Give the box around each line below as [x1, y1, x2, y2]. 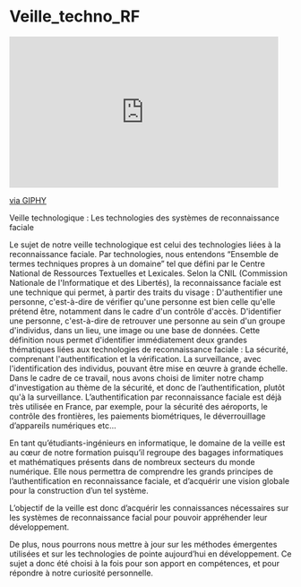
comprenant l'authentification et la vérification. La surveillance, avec [9, 353, 262, 364]
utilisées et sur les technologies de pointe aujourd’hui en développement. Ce [9, 548, 292, 559]
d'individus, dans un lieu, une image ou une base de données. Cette [9, 324, 261, 335]
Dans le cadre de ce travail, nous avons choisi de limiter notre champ [9, 372, 264, 383]
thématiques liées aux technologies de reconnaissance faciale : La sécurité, [9, 343, 288, 355]
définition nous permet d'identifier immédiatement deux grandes [9, 334, 248, 345]
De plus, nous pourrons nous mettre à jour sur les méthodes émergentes [9, 539, 278, 549]
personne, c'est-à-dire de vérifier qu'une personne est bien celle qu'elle [9, 296, 276, 306]
